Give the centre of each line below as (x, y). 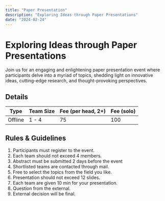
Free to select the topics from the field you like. (62, 172)
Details (17, 97)
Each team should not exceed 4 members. (57, 155)
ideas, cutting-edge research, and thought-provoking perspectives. (76, 81)
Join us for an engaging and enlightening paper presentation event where (83, 70)
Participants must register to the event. (54, 150)
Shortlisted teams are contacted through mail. (61, 166)
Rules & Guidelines (36, 138)
